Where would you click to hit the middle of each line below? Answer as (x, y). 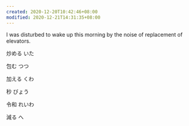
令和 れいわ (20, 104)
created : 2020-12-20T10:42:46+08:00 (52, 12)
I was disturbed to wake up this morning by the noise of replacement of (94, 34)
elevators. (19, 41)
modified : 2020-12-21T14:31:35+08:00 (53, 17)
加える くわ (20, 79)
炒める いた (20, 53)
